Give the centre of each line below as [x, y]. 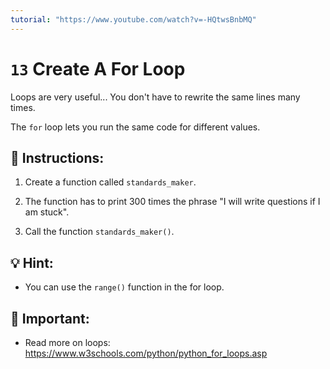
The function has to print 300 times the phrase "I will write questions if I [172, 202]
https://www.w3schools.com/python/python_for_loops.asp [146, 353]
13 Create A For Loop [98, 68]
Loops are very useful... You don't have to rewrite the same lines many [155, 97]
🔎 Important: [50, 318]
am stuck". [47, 212]
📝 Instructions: [57, 157]
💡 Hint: [32, 262]
